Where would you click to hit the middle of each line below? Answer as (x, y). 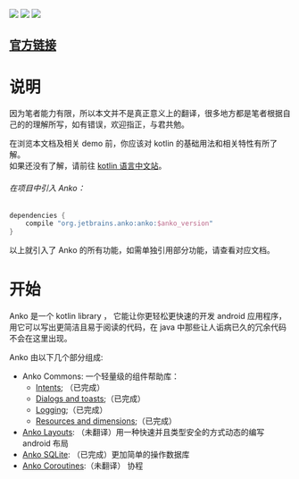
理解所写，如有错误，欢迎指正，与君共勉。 (111, 124)
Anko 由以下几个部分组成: (56, 357)
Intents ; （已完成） (70, 388)
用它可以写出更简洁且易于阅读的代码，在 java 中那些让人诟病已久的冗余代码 (148, 327)
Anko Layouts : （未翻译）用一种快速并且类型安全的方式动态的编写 (143, 433)
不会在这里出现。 (41, 339)
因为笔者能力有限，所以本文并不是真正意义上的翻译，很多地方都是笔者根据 (146, 113)
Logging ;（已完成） (71, 410)
